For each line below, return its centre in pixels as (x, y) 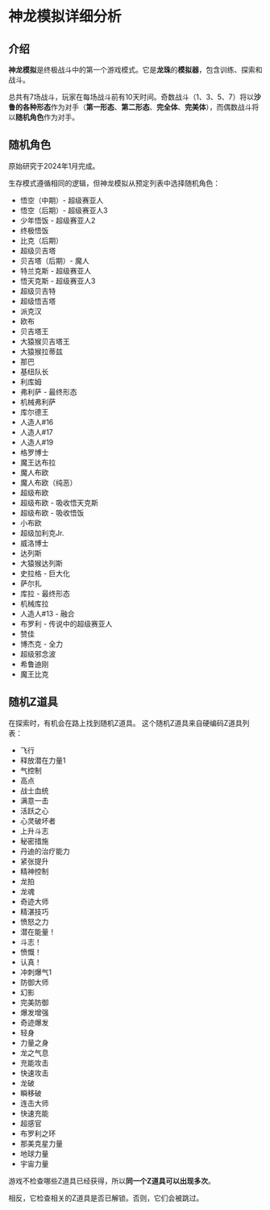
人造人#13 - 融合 (47, 613)
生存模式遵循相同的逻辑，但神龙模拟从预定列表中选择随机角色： (114, 183)
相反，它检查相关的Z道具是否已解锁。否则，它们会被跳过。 (106, 1198)
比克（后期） (41, 240)
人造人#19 (37, 442)
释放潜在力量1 (43, 760)
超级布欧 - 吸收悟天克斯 (59, 503)
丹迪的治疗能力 (45, 851)
